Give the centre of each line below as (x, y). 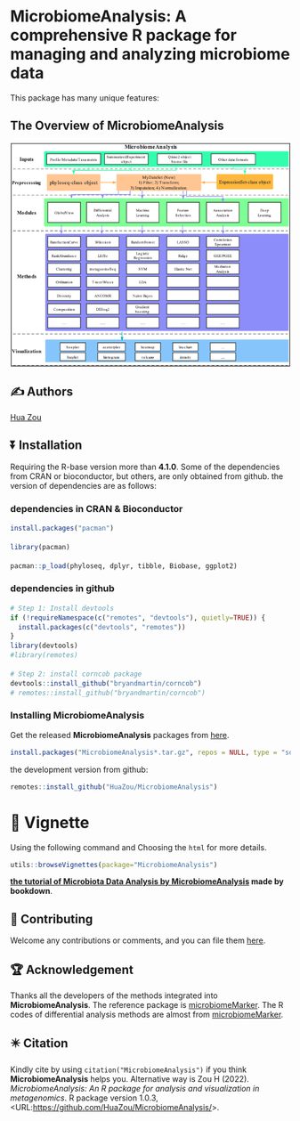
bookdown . (31, 891)
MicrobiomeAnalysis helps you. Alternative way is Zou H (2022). (130, 1078)
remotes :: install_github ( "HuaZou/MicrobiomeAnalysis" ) (114, 787)
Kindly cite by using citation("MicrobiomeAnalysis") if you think (129, 1069)
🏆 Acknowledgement (72, 969)
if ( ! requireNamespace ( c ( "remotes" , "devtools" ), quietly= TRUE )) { (138, 617)
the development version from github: (79, 769)
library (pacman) (40, 547)
